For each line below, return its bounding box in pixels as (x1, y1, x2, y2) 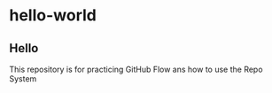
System (9, 74, 37, 84)
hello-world (9, 5, 97, 26)
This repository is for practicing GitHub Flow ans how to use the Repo (9, 64, 263, 74)
